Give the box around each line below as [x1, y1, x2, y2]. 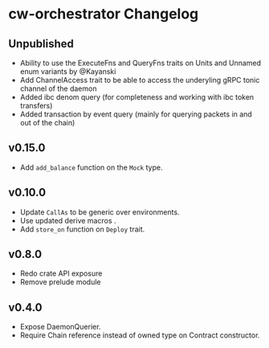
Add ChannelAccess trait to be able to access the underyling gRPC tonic [19, 76, 260, 84]
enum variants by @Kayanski [19, 67, 116, 76]
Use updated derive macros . [19, 215, 116, 225]
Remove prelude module [19, 277, 102, 287]
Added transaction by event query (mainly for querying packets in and [19, 109, 253, 119]
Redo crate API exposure [19, 268, 103, 278]
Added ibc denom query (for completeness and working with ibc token [19, 92, 255, 101]
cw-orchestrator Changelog [8, 5, 199, 23]
